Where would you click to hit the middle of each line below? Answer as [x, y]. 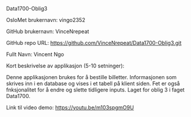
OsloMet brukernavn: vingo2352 [46, 20]
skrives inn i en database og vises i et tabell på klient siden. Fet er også [93, 83]
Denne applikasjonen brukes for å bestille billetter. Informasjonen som [91, 77]
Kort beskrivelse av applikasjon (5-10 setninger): [65, 66]
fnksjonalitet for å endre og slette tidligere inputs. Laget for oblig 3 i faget [95, 90]
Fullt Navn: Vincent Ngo [35, 54]
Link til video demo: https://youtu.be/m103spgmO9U [70, 108]
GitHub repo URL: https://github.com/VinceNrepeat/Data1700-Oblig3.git [94, 43]
